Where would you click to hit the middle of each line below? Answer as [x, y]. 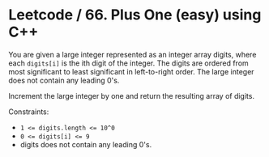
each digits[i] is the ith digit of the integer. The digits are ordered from [128, 63]
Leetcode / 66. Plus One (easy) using [135, 15]
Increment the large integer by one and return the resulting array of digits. [132, 95]
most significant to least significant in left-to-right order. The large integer [131, 71]
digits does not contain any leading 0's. [86, 144]
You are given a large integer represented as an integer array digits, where [132, 54]
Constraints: [29, 112]
